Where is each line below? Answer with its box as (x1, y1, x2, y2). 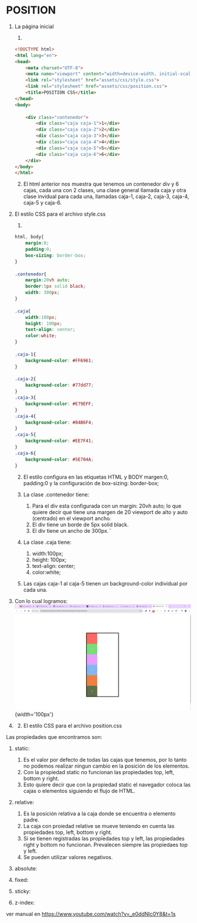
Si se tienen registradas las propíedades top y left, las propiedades (23, 835, 185, 842)
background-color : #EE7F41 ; (25, 438, 94, 444)
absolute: (14, 865, 38, 872)
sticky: (14, 887, 31, 894)
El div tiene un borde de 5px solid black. (32, 521, 129, 528)
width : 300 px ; (25, 289, 60, 296)
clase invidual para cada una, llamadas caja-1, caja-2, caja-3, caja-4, (23, 193, 189, 200)
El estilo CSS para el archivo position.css (23, 722, 122, 729)
